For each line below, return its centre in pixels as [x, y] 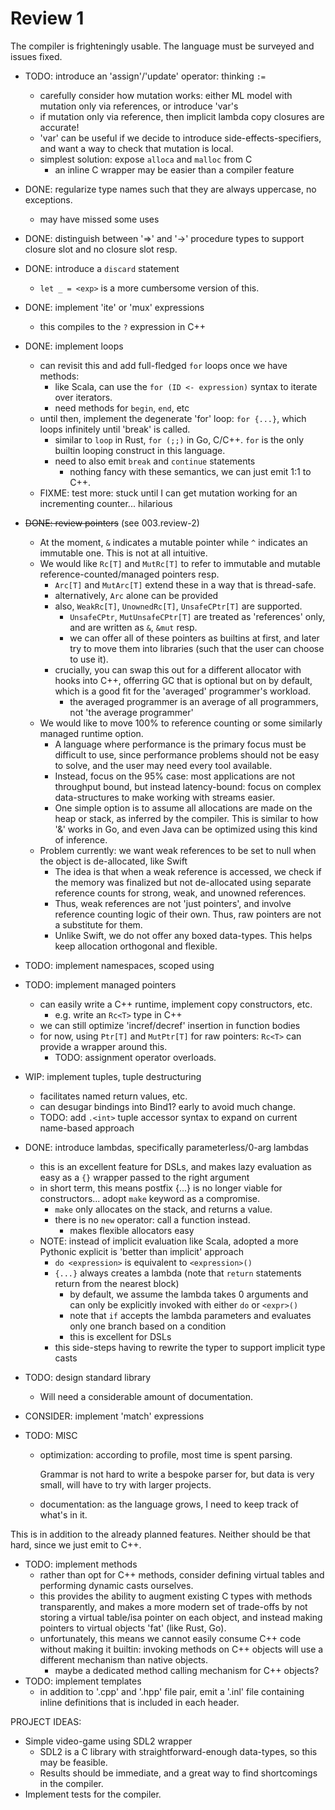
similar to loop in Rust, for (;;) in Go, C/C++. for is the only [179, 439]
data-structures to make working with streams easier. [164, 797]
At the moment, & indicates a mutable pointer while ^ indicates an [173, 542]
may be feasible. [73, 1762]
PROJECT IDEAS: [46, 1721]
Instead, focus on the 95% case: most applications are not [175, 776]
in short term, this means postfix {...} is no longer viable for [161, 1188]
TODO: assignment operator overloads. [135, 1057]
